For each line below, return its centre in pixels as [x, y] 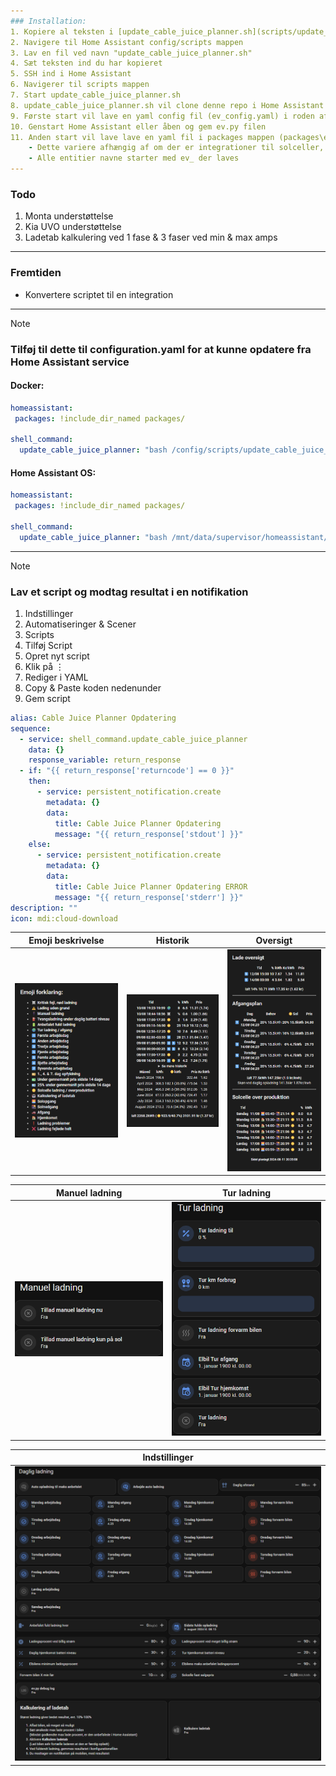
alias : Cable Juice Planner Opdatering [93, 718]
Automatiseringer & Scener [80, 624]
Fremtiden [36, 273]
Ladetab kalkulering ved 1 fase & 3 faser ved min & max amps [151, 237]
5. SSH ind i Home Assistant [71, 74]
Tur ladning [246, 1192]
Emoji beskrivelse [66, 940]
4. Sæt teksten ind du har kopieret [86, 63]
